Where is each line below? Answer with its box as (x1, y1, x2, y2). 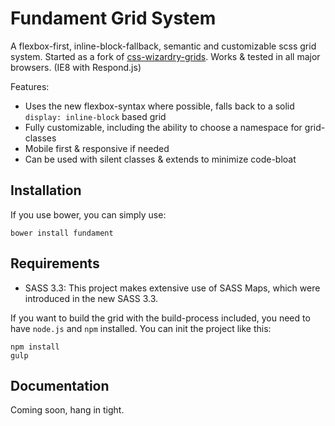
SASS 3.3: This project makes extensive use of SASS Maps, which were (24, 282, 321, 294)
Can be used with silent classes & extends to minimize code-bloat (24, 153, 297, 165)
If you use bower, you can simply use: (10, 208, 167, 221)
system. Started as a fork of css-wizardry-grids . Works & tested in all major (10, 50, 321, 62)
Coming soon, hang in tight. (10, 404, 125, 416)
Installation (10, 182, 82, 199)
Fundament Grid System (10, 7, 217, 30)
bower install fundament (10, 228, 114, 238)
